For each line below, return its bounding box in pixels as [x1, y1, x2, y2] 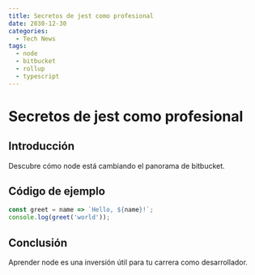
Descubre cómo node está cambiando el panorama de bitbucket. [8, 161, 225, 170]
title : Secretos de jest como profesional [8, 11, 154, 20]
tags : [8, 42, 27, 50]
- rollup [15, 65, 45, 73]
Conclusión [8, 236, 68, 250]
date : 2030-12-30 [8, 19, 67, 28]
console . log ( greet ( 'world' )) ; [8, 213, 111, 221]
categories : [8, 27, 49, 35]
